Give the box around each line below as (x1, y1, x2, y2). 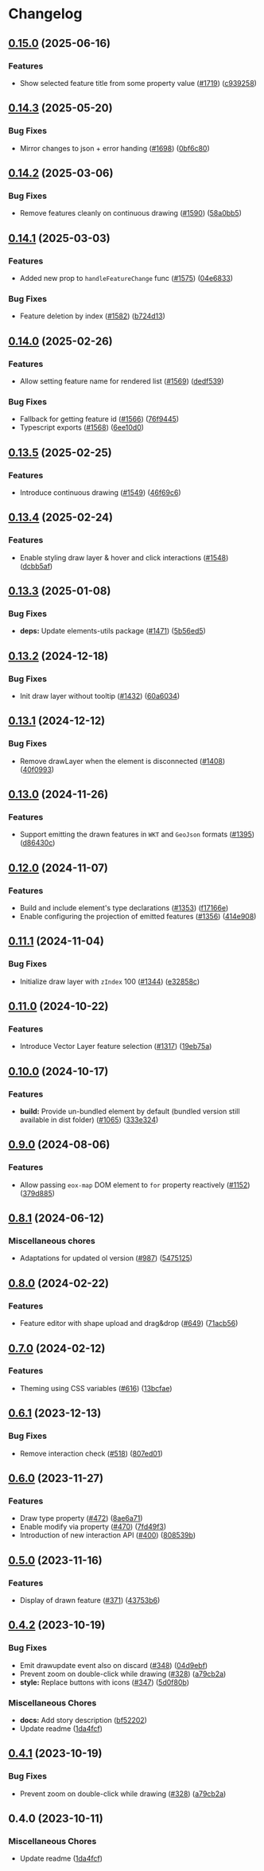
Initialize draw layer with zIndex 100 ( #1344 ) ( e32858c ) (19, 976, 200, 986)
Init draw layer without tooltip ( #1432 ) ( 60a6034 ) (19, 691, 181, 700)
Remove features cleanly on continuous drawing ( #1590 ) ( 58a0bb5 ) (19, 209, 243, 218)
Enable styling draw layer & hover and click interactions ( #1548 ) (19, 552, 229, 562)
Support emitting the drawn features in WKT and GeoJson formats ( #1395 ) (19, 829, 255, 840)
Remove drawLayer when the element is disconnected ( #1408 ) (19, 756, 226, 766)
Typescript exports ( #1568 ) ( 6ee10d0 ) (19, 423, 145, 432)
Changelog (8, 5, 83, 23)
